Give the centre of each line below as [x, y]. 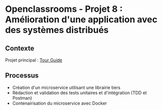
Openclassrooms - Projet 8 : [64, 9]
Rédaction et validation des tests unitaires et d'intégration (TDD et [80, 93]
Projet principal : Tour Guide [34, 60]
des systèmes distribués [57, 30]
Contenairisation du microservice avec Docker [60, 103]
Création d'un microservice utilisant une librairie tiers [66, 87]
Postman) [22, 98]
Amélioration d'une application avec [81, 19]
